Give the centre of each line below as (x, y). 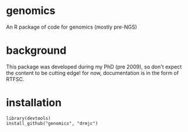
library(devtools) (28, 118)
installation (34, 103)
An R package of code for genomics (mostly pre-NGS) (72, 27)
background (36, 51)
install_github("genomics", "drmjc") (52, 123)
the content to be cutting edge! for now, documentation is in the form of (93, 73)
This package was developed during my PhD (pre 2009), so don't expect (94, 67)
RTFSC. (15, 79)
